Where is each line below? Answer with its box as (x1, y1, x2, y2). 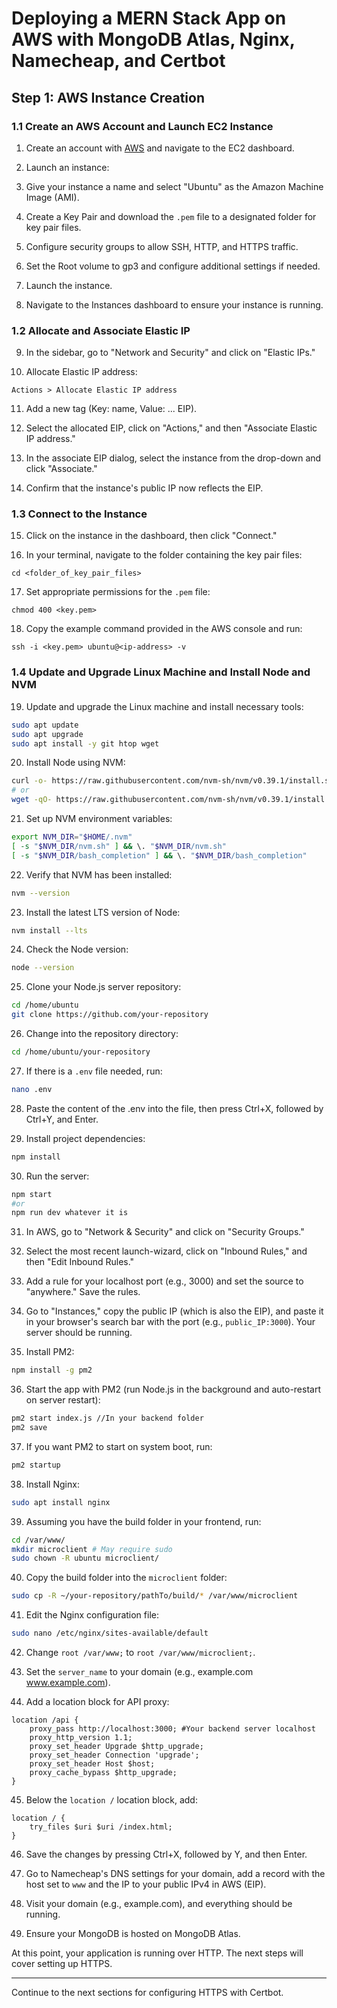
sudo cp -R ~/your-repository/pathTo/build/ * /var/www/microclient (11, 1591, 299, 1601)
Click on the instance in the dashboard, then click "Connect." (25, 530, 278, 542)
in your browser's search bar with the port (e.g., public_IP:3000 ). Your (25, 1316, 316, 1328)
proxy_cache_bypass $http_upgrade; (29, 1768, 178, 1778)
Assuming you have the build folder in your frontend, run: (25, 1515, 262, 1527)
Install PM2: (25, 1346, 75, 1358)
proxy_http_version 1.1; (29, 1733, 133, 1743)
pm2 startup (11, 1460, 61, 1470)
